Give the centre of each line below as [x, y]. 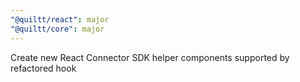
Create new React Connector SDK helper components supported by [150, 57]
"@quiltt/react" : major [60, 19]
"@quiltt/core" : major [57, 29]
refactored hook [43, 68]
